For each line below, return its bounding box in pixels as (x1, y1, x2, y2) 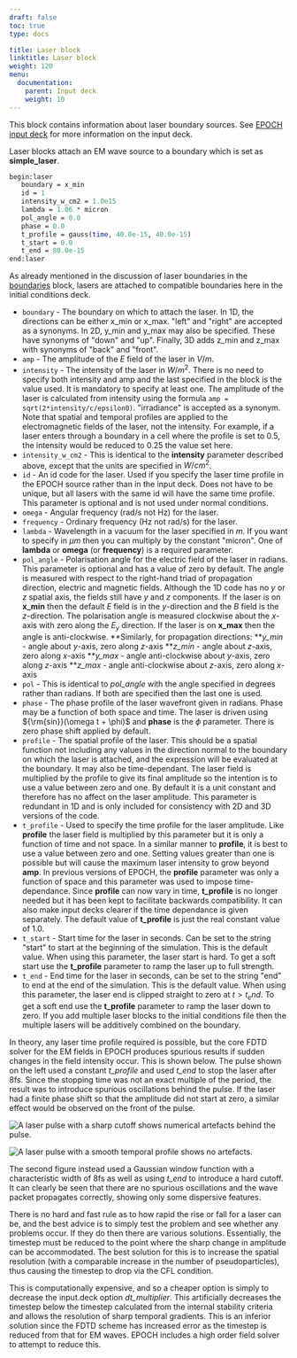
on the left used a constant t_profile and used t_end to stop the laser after (9, 1065, 277, 1076)
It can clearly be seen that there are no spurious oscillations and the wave (9, 1183, 278, 1193)
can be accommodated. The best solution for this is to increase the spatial (9, 1246, 279, 1258)
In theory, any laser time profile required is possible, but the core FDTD (9, 1037, 268, 1048)
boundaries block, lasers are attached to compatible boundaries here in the (9, 280, 284, 291)
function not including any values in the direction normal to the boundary (21, 745, 287, 756)
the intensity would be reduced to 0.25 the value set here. (21, 439, 233, 450)
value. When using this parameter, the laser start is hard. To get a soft (21, 951, 276, 962)
